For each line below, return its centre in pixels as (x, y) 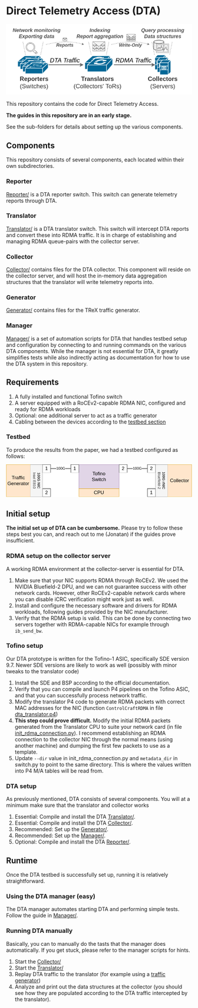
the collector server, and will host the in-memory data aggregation (86, 276)
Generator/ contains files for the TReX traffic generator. (73, 310)
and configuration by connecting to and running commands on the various (96, 345)
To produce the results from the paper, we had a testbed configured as (92, 450)
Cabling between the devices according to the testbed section (90, 422)
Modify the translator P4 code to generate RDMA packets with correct (100, 702)
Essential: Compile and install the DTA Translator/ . (75, 817)
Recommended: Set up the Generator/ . (62, 829)
